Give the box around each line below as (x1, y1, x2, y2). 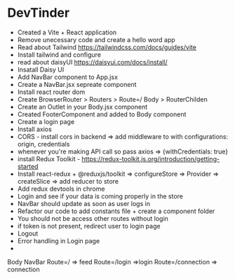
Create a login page (17, 117, 75, 125)
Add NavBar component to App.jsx (17, 72, 118, 81)
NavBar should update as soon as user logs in (17, 199, 151, 207)
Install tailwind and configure (17, 50, 102, 59)
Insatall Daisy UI (17, 65, 65, 74)
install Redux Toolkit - (17, 154, 81, 163)
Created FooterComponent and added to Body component (17, 110, 187, 118)
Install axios (17, 125, 53, 133)
